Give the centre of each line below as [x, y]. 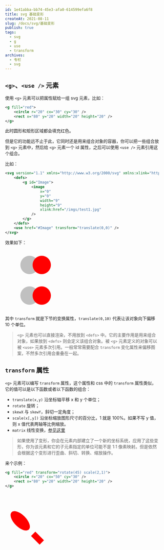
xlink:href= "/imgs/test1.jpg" [71, 210]
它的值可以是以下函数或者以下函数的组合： [48, 389]
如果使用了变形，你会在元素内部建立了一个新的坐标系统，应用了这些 [85, 440]
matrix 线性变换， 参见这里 [39, 430]
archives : [15, 55]
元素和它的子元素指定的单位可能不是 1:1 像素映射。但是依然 [98, 447]
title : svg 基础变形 [24, 14]
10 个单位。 [17, 324]
